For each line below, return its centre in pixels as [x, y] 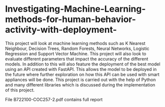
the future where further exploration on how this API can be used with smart [82, 74]
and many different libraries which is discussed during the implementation [80, 85]
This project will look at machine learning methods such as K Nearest [75, 43]
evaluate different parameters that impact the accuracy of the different [77, 59]
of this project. [20, 90]
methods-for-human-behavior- [71, 19]
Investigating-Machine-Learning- [76, 9]
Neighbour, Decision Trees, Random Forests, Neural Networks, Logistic [77, 48]
